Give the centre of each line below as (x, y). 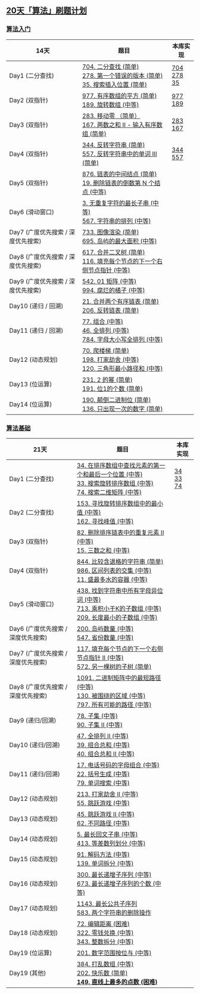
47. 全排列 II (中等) (103, 736)
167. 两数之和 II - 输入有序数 (122, 125)
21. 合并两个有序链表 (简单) (121, 301)
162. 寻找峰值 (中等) (105, 521)
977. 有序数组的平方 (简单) (120, 95)
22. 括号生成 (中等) (103, 774)
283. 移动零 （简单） (112, 116)
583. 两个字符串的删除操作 (114, 912)
